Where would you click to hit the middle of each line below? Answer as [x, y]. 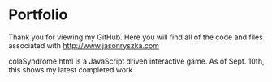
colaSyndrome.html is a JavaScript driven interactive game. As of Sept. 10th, [137, 61]
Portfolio [38, 15]
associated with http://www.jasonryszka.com [84, 45]
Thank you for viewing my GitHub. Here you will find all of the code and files [136, 37]
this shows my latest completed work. [72, 69]
